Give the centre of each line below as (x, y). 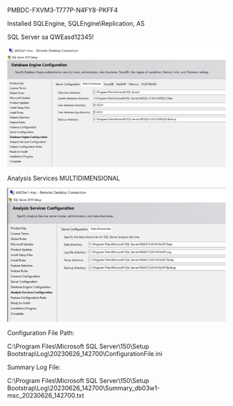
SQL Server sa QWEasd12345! (51, 37)
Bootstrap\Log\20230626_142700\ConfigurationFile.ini (85, 353)
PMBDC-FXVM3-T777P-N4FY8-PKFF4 (63, 10)
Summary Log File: (34, 367)
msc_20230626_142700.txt (46, 395)
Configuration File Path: (41, 332)
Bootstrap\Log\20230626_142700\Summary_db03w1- (84, 388)
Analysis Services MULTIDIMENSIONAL (64, 178)
